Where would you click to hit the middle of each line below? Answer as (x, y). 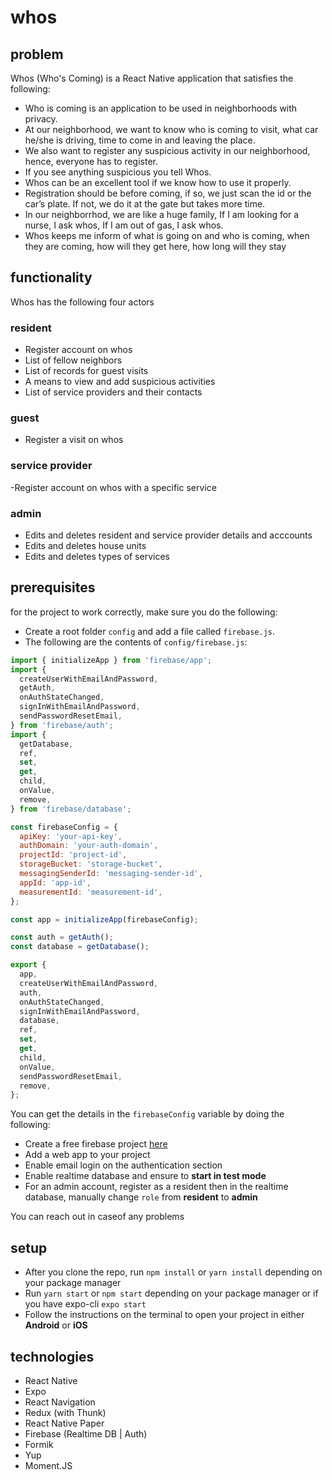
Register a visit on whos (74, 440)
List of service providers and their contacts (113, 392)
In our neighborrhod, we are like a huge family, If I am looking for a (162, 214)
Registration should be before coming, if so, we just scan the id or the (168, 193)
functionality (51, 277)
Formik (39, 1444)
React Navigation (60, 1402)
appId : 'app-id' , (55, 882)
